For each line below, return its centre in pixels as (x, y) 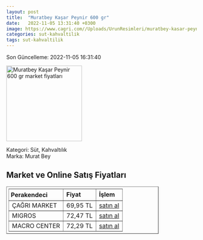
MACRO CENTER (36, 225)
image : (14, 29)
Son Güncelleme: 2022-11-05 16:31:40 (54, 57)
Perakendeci (30, 195)
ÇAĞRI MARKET (34, 205)
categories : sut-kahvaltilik (43, 34)
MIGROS (24, 215)
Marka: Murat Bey (29, 156)
